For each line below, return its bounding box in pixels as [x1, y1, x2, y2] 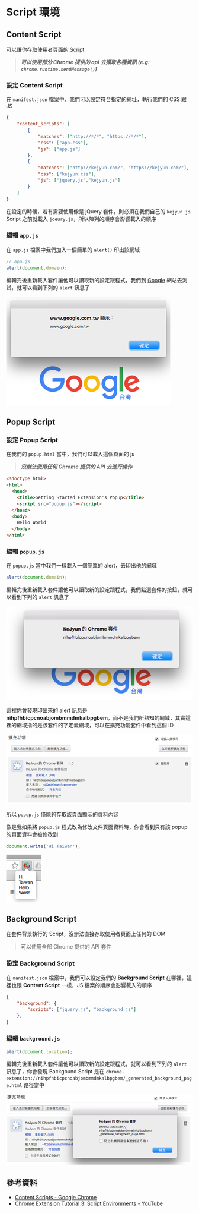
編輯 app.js [6, 231, 38, 240]
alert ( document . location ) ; [6, 1049, 73, 1055]
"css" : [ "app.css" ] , [37, 140, 89, 146]
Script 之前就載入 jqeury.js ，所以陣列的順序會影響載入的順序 [6, 215, 157, 222]
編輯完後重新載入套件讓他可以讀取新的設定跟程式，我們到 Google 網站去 [6, 276, 182, 283]
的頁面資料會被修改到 [6, 830, 58, 838]
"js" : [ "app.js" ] [37, 146, 81, 152]
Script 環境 [6, 5, 60, 19]
